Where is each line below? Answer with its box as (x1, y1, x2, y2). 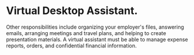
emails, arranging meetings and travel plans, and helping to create (6, 29, 166, 36)
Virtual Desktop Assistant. (6, 4, 138, 18)
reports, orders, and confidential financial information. (6, 42, 137, 49)
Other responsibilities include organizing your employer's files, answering (6, 23, 184, 30)
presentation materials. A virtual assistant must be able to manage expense (6, 36, 188, 43)
